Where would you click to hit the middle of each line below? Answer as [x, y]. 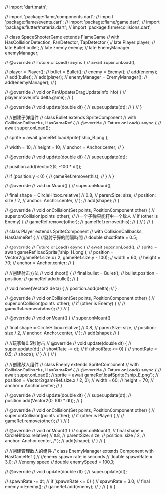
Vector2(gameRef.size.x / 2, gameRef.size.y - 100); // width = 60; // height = [83, 258]
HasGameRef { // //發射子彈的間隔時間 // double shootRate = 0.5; [71, 237]
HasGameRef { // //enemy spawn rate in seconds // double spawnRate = [79, 457]
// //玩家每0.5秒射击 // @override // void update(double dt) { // [68, 343]
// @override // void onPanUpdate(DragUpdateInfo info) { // [66, 92]
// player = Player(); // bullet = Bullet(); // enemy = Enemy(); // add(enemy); [81, 72]
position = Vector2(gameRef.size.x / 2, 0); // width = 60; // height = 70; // [79, 380]
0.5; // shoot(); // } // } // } [31, 354]
